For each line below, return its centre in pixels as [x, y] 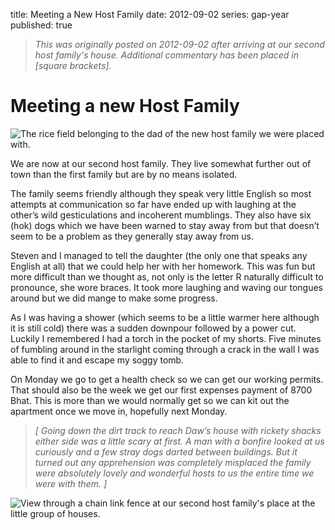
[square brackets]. [73, 65]
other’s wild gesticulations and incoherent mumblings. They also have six [161, 215]
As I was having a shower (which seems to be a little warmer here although [165, 317]
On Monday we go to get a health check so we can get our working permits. [167, 379]
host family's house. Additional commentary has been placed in [167, 55]
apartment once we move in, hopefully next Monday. [119, 411]
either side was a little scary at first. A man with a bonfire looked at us [179, 441]
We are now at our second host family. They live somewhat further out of [161, 163]
